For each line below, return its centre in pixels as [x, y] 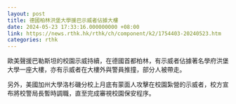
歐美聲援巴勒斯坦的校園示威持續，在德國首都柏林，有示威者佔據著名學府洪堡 [118, 61]
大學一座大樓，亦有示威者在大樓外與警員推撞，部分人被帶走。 [97, 70]
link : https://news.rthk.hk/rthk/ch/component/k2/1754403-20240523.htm [114, 33]
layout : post [26, 14]
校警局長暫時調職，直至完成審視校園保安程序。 [87, 93]
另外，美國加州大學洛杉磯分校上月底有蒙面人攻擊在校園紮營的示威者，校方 [115, 84]
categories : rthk [33, 40]
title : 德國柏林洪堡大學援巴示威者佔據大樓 [63, 20]
